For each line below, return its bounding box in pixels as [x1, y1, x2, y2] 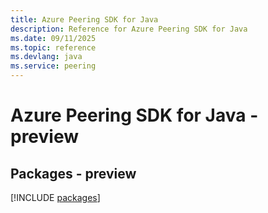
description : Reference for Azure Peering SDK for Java [10, 24, 248, 34]
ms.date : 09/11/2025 [10, 33, 97, 43]
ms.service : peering [10, 61, 97, 71]
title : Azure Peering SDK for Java [10, 14, 159, 25]
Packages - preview [10, 165, 137, 182]
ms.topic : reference [10, 42, 97, 53]
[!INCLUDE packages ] [10, 192, 101, 203]
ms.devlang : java [10, 52, 83, 62]
